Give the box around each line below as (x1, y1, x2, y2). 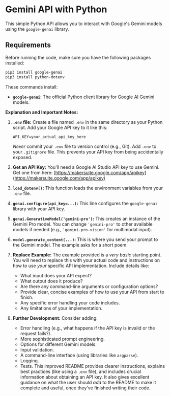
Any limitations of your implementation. (20, 305, 103, 311)
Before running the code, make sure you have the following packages (5, 54, 151, 60)
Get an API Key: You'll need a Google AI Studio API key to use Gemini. (12, 164, 160, 170)
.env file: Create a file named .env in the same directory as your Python (12, 119, 163, 125)
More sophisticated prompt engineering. (20, 336, 105, 342)
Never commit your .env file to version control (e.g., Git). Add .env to (12, 143, 157, 149)
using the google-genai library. (5, 26, 69, 32)
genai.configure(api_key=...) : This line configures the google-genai (12, 200, 158, 206)
